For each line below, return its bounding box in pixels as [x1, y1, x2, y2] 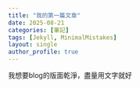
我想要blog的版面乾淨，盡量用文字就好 [8, 71, 132, 79]
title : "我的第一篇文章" [8, 11, 81, 20]
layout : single [8, 41, 58, 49]
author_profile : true [8, 48, 79, 56]
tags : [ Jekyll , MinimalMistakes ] [8, 33, 117, 42]
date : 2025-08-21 [8, 19, 65, 27]
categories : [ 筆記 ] [8, 26, 70, 34]
